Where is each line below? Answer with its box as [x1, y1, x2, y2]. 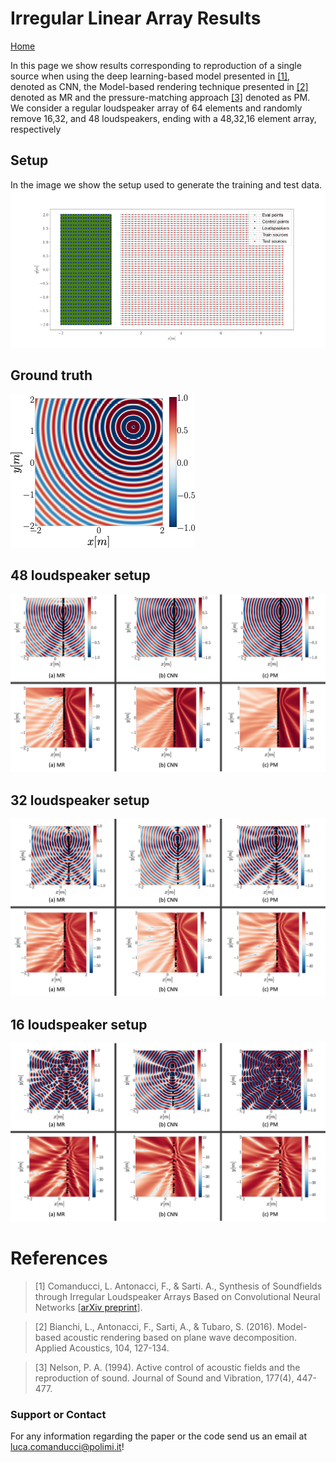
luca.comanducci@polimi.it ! [10, 1440, 125, 1452]
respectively [10, 123, 62, 135]
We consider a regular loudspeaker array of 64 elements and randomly [10, 102, 303, 114]
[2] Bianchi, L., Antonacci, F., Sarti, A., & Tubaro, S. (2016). [34, 1320, 275, 1332]
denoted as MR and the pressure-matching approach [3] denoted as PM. [10, 91, 311, 103]
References [10, 1247, 108, 1269]
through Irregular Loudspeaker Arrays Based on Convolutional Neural [34, 1290, 321, 1302]
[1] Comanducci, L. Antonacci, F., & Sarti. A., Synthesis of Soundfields [34, 1280, 323, 1292]
